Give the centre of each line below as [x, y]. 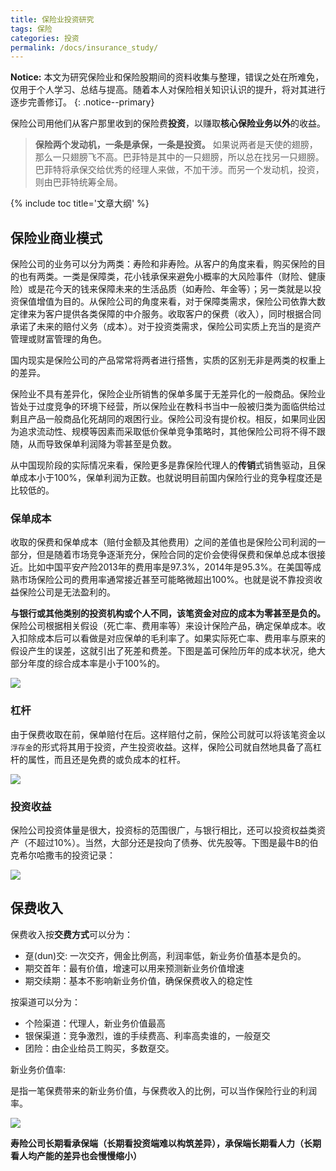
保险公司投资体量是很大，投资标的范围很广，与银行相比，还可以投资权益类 [163, 830]
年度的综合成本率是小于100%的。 [96, 663]
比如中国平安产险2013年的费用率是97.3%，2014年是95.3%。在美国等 [170, 567]
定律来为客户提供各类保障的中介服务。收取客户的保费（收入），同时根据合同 [166, 314]
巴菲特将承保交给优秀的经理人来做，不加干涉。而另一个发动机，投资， [179, 170]
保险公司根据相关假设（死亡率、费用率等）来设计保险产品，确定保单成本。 [163, 626]
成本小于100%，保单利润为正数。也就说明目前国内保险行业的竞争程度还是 [170, 478]
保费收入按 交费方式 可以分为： [71, 934]
